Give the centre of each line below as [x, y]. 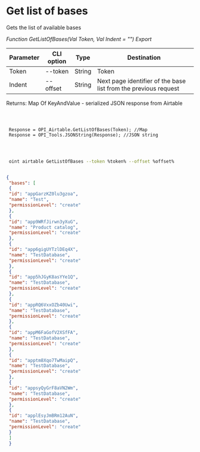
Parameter [24, 57]
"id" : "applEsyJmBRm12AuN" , [43, 416]
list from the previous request [138, 88]
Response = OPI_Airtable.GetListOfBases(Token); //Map [78, 129]
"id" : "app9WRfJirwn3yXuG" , [43, 222]
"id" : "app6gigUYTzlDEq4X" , [43, 250]
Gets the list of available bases [44, 27]
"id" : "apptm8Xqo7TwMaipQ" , [43, 360]
